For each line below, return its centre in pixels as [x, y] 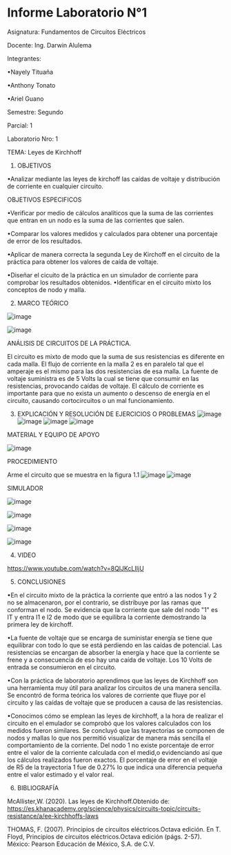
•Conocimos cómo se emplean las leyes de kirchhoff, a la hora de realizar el [115, 716]
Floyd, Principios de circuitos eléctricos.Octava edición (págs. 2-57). [104, 836]
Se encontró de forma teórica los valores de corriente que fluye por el [106, 695]
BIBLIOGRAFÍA [38, 787]
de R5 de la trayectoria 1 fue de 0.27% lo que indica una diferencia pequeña [115, 767]
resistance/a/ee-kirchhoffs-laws [53, 816]
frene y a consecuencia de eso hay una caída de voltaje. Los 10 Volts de [110, 660]
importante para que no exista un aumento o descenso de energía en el [109, 393]
